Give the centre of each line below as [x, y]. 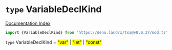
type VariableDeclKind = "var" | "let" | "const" [53, 42]
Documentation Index [28, 23]
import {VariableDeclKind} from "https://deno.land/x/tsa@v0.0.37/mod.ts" [87, 32]
